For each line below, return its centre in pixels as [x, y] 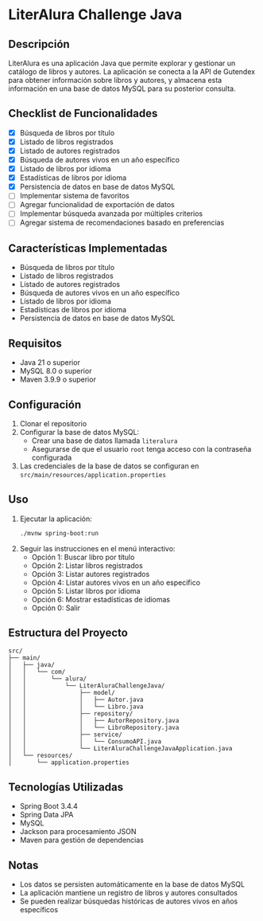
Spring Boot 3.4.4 [48, 806]
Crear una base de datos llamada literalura [104, 441]
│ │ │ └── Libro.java [76, 707]
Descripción [39, 44]
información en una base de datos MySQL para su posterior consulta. [122, 88]
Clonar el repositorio [53, 423]
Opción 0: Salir [56, 608]
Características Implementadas [88, 248]
